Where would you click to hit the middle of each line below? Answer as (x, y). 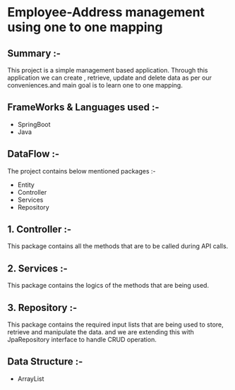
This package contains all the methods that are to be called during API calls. (118, 246)
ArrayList (31, 379)
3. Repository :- (42, 307)
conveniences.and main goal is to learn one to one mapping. (95, 85)
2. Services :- (38, 268)
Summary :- (34, 53)
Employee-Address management (106, 12)
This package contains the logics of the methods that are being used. (108, 286)
